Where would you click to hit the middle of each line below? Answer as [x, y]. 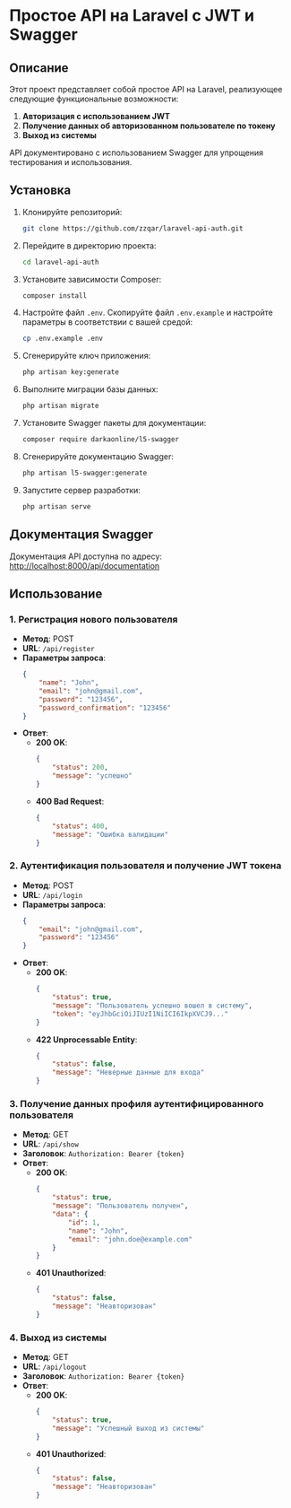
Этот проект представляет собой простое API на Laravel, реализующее [146, 89]
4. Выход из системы [58, 1338]
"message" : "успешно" [92, 776]
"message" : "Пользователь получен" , [120, 1206]
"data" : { [70, 1215]
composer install [55, 296]
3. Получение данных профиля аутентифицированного [137, 1104]
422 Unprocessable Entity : [86, 1039]
